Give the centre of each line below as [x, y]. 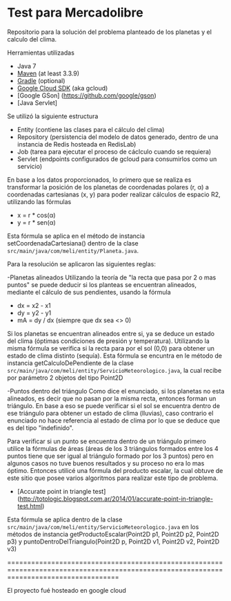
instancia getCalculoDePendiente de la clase [71, 363]
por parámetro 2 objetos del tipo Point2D [65, 378]
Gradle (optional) [41, 80]
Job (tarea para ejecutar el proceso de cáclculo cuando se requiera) [114, 151]
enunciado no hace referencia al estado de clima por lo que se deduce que [114, 420]
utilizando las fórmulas [39, 201]
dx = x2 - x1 [34, 305]
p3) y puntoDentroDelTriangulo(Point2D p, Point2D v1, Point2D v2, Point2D [113, 542]
